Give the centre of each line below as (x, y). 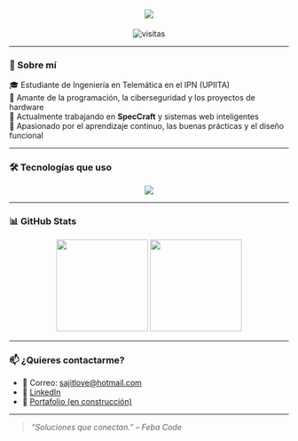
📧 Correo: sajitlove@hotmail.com (82, 383)
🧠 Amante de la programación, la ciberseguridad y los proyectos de (132, 98)
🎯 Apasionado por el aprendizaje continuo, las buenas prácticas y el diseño (147, 126)
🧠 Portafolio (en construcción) (77, 402)
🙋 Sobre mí (33, 65)
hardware (27, 108)
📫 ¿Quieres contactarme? (67, 360)
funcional (27, 136)
